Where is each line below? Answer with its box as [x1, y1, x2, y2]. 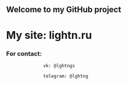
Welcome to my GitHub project [6, 5, 122, 15]
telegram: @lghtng [43, 73, 89, 79]
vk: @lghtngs [43, 63, 76, 68]
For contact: [6, 50, 43, 58]
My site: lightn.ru [6, 28, 92, 42]
